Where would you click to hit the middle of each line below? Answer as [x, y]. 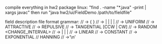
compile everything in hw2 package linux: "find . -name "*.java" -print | [76, 7]
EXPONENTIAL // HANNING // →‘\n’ [40, 37]
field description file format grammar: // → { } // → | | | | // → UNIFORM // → [80, 22]
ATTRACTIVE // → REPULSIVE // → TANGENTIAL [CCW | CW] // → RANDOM [81, 27]
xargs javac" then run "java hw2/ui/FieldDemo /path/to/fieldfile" [68, 12]
